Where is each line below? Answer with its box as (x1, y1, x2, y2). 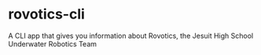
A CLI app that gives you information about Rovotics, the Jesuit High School (8, 31, 254, 40)
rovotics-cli (8, 5, 85, 23)
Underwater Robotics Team (8, 39, 97, 48)
